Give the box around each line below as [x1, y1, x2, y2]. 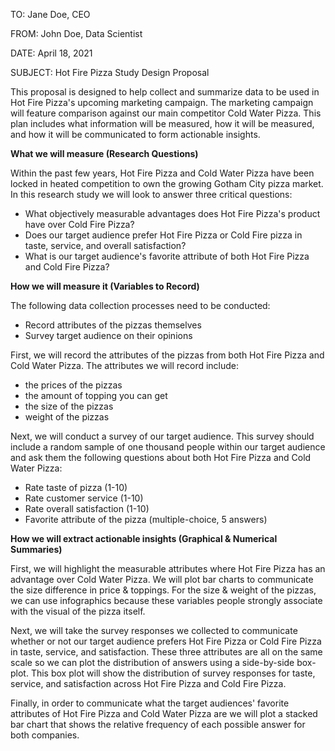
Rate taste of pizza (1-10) [24, 482, 128, 493]
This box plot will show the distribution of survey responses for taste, [30, 667, 316, 679]
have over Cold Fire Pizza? [24, 219, 135, 230]
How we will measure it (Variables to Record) [10, 280, 200, 292]
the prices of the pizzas [24, 379, 123, 391]
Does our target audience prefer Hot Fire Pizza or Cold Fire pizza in [24, 229, 303, 241]
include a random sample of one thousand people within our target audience [10, 441, 326, 453]
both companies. [10, 729, 80, 741]
